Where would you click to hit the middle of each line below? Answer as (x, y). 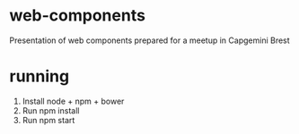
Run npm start (48, 120)
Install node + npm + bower (73, 101)
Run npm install (51, 110)
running (40, 76)
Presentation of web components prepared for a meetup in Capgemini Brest (149, 40)
